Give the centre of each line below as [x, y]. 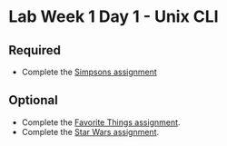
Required [35, 50]
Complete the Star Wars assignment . [90, 131]
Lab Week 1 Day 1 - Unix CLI [113, 17]
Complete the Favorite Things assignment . [101, 122]
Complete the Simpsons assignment [89, 72]
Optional [33, 100]
